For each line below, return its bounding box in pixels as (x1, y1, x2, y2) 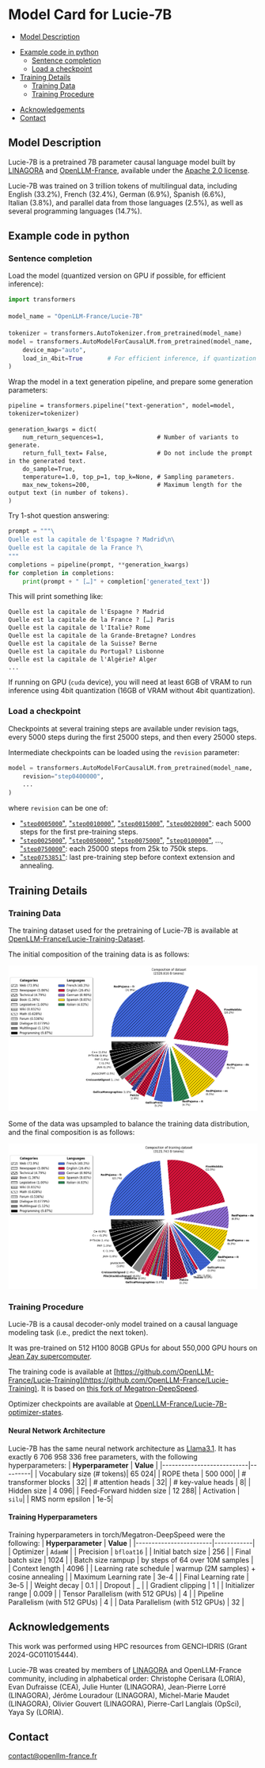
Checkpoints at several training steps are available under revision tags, (8, 723, 239, 733)
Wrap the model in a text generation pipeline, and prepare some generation (8, 377, 253, 386)
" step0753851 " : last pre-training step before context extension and (19, 853, 236, 862)
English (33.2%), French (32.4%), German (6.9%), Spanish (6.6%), (8, 189, 226, 199)
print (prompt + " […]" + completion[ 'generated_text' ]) (22, 577, 211, 585)
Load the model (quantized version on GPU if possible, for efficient (8, 271, 226, 281)
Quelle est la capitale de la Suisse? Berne (8, 640, 157, 648)
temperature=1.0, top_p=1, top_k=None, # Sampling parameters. (22, 474, 236, 481)
